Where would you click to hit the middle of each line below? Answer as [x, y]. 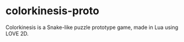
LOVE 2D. [17, 33]
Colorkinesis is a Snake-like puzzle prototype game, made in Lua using [92, 27]
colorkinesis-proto [52, 11]
